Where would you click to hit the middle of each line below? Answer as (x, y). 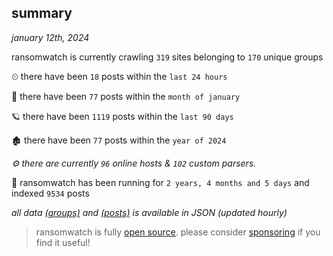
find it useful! (63, 242)
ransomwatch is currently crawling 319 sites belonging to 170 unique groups (167, 57)
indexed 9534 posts (50, 193)
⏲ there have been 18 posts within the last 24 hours (119, 76)
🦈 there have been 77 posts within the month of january (126, 96)
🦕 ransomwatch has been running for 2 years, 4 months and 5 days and (160, 182)
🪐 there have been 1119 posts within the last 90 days (122, 116)
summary (42, 13)
